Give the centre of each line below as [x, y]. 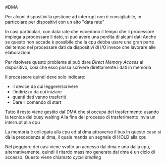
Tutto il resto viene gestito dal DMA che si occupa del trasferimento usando [82, 112]
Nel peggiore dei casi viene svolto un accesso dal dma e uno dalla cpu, [78, 147]
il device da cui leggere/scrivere [45, 86]
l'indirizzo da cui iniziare [37, 92]
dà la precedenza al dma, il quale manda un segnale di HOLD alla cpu [76, 137]
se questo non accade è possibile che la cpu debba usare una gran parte [80, 42]
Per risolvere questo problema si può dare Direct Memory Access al [74, 62]
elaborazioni [18, 52]
